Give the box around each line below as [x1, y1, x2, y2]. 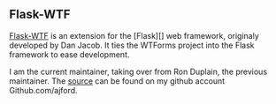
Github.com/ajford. [9, 85, 78, 95]
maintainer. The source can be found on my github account [9, 75, 226, 86]
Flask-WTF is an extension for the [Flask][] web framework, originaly [9, 30, 259, 41]
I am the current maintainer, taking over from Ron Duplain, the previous [9, 66, 268, 77]
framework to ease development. [9, 48, 130, 60]
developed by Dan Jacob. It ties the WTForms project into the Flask [9, 40, 255, 50]
